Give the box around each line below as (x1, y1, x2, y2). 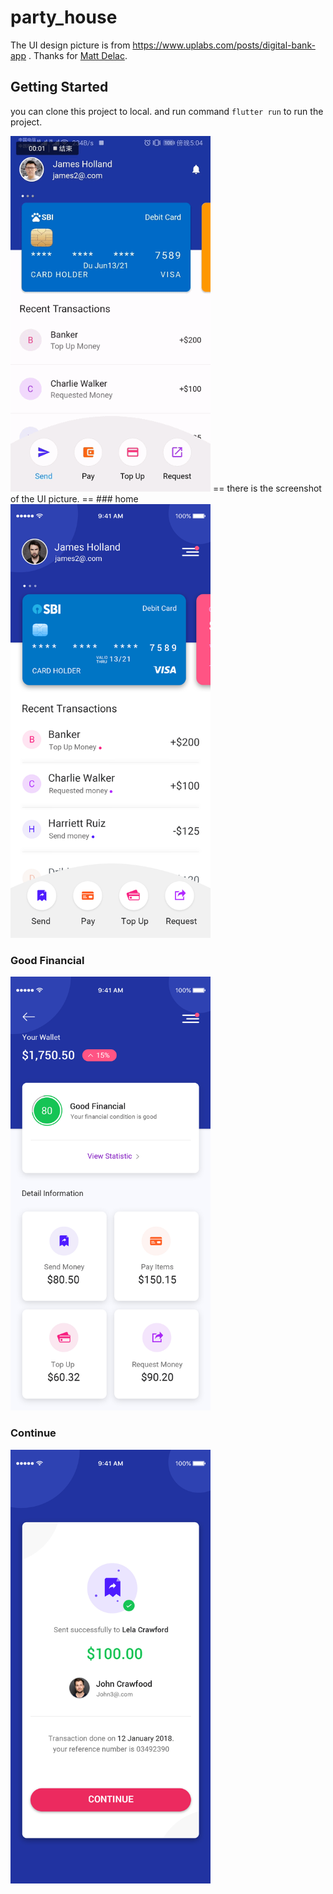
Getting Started (10, 79, 109, 96)
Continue (10, 1426, 57, 1440)
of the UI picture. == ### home (10, 492, 139, 505)
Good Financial (10, 953, 85, 967)
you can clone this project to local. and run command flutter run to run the (10, 105, 324, 117)
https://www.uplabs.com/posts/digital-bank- (132, 39, 316, 51)
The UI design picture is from (10, 39, 131, 51)
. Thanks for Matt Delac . (28, 49, 128, 61)
